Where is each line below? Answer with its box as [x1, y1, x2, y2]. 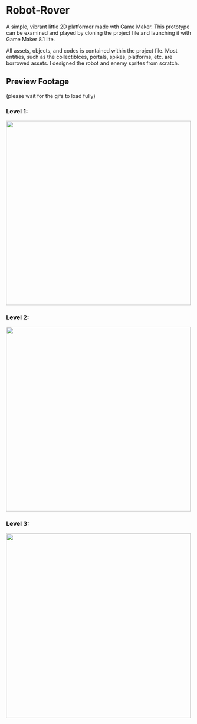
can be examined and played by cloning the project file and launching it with [6, 29, 192, 36]
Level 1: [6, 107, 28, 115]
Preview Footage [6, 77, 70, 87]
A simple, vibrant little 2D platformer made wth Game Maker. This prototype [6, 23, 190, 30]
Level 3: [6, 520, 29, 528]
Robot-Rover [6, 4, 70, 17]
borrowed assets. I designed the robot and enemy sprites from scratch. [6, 60, 179, 67]
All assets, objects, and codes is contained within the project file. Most [6, 47, 178, 54]
